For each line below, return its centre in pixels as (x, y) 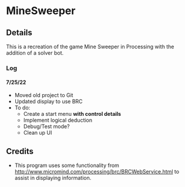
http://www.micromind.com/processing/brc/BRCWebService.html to (97, 171)
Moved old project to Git (44, 95)
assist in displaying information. (53, 178)
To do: (22, 108)
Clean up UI (38, 133)
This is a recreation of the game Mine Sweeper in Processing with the (90, 46)
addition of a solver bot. (35, 53)
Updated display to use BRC (49, 102)
